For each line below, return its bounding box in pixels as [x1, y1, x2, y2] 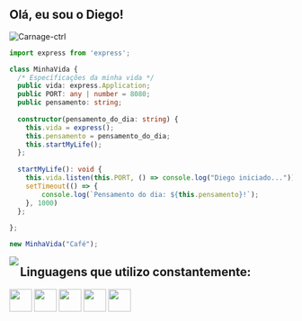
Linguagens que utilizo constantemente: [20, 264, 252, 280]
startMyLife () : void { [17, 165, 102, 174]
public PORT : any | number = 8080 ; [17, 90, 151, 99]
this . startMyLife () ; [25, 139, 102, 149]
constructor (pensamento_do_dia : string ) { [17, 114, 179, 124]
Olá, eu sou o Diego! [9, 7, 124, 22]
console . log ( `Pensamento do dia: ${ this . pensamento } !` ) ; [41, 190, 259, 199]
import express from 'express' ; [9, 49, 130, 58]
